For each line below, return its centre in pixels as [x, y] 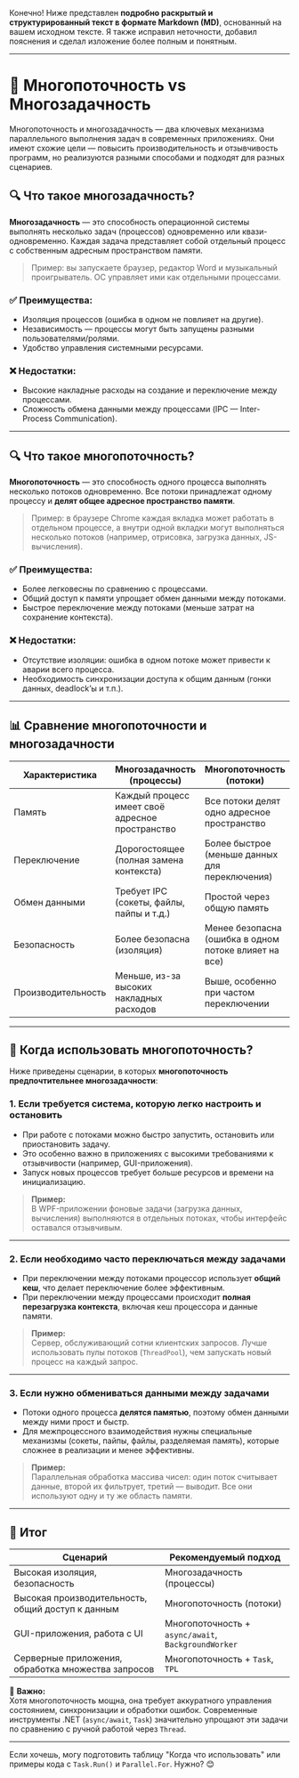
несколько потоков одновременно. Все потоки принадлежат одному [141, 491]
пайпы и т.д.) [143, 913]
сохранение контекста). [68, 617]
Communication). [86, 418]
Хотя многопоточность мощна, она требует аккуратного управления [141, 1701]
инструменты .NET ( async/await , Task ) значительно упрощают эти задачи [149, 1720]
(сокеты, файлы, [150, 902]
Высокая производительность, [81, 1598]
